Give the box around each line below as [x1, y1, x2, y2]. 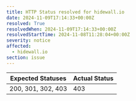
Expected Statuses [10, 74, 67, 83]
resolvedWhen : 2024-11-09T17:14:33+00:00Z [6, 26, 116, 32]
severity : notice [6, 37, 51, 43]
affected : [6, 43, 32, 50]
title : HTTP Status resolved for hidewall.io [6, 9, 124, 15]
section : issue [6, 54, 45, 61]
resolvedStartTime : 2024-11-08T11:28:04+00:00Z [6, 32, 130, 38]
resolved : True [6, 20, 45, 26]
